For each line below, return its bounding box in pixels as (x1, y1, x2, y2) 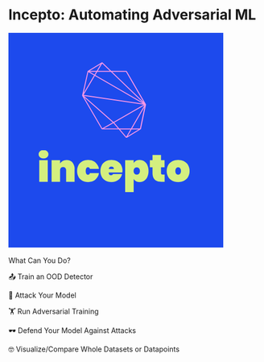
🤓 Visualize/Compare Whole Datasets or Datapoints (8, 344, 179, 354)
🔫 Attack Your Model (8, 290, 76, 300)
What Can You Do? (8, 256, 71, 265)
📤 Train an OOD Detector (8, 272, 93, 281)
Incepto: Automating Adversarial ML (8, 6, 257, 24)
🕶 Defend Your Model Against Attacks (8, 325, 137, 335)
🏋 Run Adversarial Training (8, 306, 99, 316)
